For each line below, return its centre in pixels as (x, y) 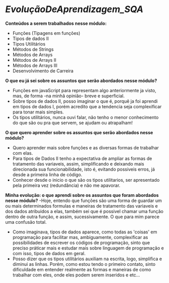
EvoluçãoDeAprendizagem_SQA (74, 9)
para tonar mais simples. (38, 112)
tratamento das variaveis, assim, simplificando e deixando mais (78, 164)
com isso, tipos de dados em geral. (49, 253)
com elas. (23, 153)
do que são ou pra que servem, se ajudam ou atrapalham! (72, 123)
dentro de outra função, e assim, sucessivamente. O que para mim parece (82, 217)
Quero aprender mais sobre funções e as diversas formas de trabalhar (86, 147)
